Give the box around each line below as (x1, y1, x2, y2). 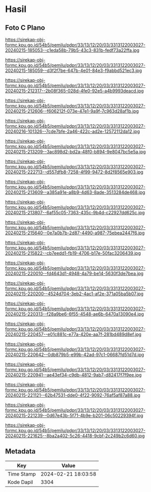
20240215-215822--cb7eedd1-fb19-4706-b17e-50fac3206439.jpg (5, 250, 141, 256)
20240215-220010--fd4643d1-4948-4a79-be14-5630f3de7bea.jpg (5, 271, 144, 276)
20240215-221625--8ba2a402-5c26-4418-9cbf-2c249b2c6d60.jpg (5, 433, 145, 439)
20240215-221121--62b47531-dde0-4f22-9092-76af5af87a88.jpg (5, 392, 141, 398)
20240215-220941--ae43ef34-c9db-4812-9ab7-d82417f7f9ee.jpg (5, 372, 142, 378)
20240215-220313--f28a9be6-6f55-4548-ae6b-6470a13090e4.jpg (5, 311, 144, 317)
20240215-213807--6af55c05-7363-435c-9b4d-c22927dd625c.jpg (5, 210, 145, 215)
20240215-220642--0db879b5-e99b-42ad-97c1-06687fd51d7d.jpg (5, 352, 144, 358)
